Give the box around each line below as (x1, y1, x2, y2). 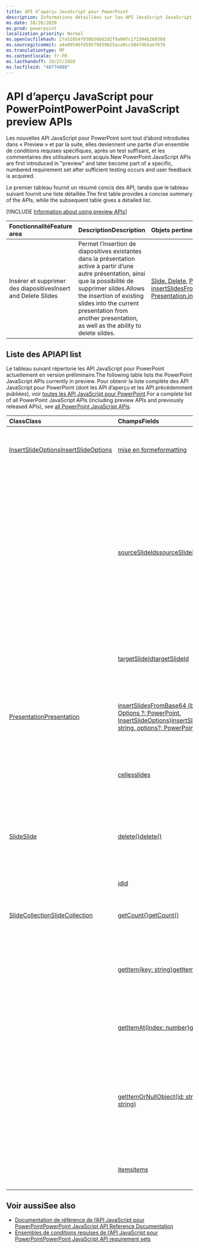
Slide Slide (9, 832, 37, 841)
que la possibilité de (78, 277, 134, 286)
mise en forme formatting (117, 446, 187, 454)
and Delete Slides (9, 292, 58, 300)
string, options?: (117, 724, 163, 732)
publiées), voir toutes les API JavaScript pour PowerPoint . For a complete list (6, 390, 192, 397)
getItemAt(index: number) (117, 1024, 190, 1032)
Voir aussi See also (6, 1200, 76, 1211)
